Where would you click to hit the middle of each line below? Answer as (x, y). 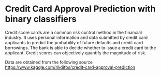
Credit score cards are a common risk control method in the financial (73, 32)
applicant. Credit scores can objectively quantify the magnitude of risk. (76, 53)
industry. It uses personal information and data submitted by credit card (76, 37)
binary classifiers (41, 19)
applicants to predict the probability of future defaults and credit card (74, 42)
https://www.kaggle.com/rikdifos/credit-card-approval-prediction (70, 67)
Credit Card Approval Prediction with (80, 9)
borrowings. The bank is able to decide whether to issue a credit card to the (80, 48)
